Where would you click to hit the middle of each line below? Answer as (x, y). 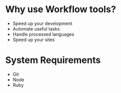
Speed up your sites (34, 40)
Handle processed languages (43, 34)
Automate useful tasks (36, 28)
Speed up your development (42, 23)
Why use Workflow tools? (61, 9)
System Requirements (53, 60)
